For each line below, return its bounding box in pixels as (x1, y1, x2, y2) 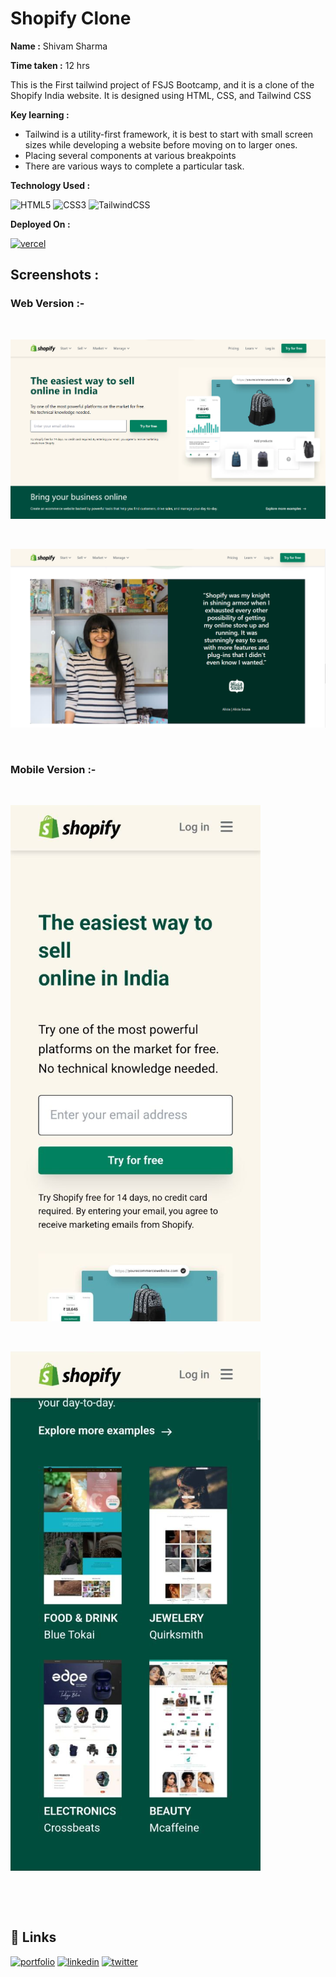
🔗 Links (10, 1929, 57, 1946)
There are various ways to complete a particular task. (24, 160, 245, 172)
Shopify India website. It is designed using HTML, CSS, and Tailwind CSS (10, 89, 312, 101)
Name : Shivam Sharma (10, 40, 108, 52)
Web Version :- (10, 297, 85, 311)
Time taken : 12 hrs (10, 59, 90, 71)
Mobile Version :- (10, 762, 97, 776)
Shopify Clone (10, 7, 132, 30)
